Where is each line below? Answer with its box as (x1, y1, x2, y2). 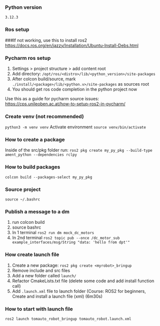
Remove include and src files (12, 267, 71, 273)
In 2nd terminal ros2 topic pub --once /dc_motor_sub (12, 235, 120, 241)
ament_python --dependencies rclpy (5, 152, 77, 157)
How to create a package (5, 136, 65, 143)
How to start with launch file (5, 306, 73, 312)
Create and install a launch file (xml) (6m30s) (12, 293, 103, 299)
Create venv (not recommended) (5, 113, 84, 120)
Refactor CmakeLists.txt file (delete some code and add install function (12, 278, 155, 284)
